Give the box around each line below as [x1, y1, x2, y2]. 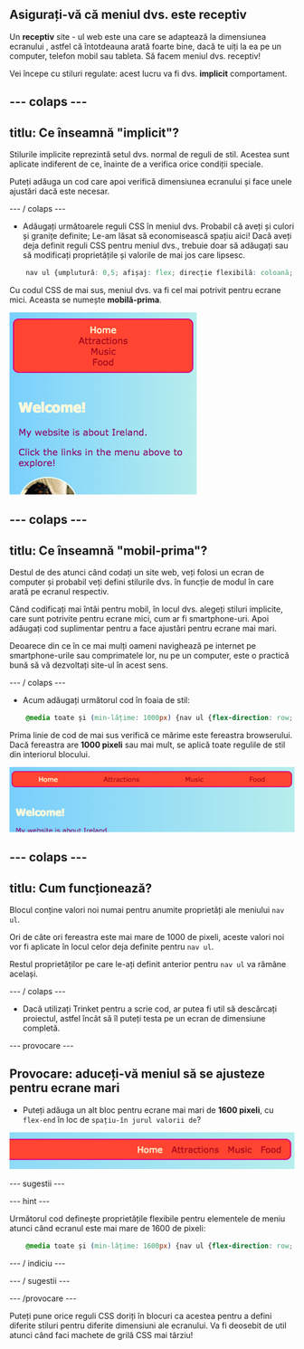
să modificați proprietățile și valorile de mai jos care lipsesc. [22, 250, 246, 261]
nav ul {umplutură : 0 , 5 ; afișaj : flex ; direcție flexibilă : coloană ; [25, 269, 294, 278]
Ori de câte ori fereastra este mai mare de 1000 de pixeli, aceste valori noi [9, 932, 285, 943]
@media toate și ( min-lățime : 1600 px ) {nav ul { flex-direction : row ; [25, 1241, 294, 1251]
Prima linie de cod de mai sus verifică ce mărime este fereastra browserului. [9, 729, 293, 740]
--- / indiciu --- [9, 1258, 66, 1269]
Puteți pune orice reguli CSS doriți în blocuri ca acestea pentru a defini [9, 1311, 272, 1322]
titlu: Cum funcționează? [9, 880, 152, 896]
